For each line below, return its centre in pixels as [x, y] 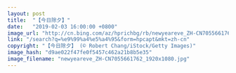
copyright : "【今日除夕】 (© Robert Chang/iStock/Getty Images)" [102, 46]
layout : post [26, 14]
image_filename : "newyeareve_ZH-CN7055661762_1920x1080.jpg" [99, 59]
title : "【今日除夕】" [39, 20]
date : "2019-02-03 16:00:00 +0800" [63, 26]
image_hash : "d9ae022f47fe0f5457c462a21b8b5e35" [80, 53]
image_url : [23, 33]
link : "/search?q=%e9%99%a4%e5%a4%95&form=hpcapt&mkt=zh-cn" [99, 40]
